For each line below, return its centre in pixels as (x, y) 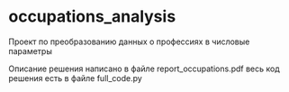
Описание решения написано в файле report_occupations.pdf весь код (144, 69)
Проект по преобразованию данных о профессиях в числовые (129, 41)
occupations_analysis (92, 17)
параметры (31, 51)
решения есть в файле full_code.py (76, 78)
